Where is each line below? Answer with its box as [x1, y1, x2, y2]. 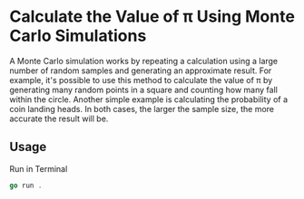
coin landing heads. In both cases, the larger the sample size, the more [9, 103, 275, 114]
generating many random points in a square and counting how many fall [9, 84, 279, 95]
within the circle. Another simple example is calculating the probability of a [9, 93, 289, 105]
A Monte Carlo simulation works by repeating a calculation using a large [9, 55, 279, 66]
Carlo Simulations [9, 25, 147, 46]
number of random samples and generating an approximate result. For [9, 65, 272, 76]
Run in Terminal [9, 163, 68, 174]
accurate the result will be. [9, 113, 109, 124]
